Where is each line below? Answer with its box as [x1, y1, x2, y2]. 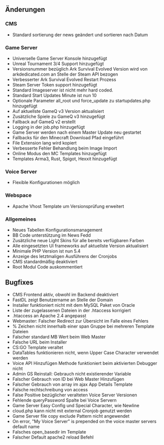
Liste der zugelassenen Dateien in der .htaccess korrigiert [12, 307, 131, 313]
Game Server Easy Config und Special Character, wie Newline [12, 402, 140, 408]
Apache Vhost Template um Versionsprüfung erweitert [12, 203, 124, 209]
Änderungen [5, 5, 46, 14]
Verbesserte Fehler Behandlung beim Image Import [12, 145, 117, 151]
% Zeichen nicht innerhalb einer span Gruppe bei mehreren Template [12, 323, 155, 329]
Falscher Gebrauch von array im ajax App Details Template [12, 381, 133, 387]
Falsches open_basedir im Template [12, 429, 86, 435]
